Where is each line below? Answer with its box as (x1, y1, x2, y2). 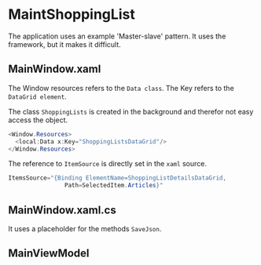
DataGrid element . (8, 92, 67, 101)
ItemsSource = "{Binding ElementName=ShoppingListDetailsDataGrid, (8, 174, 226, 182)
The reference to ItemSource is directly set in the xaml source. (8, 159, 207, 169)
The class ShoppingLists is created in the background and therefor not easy (8, 107, 254, 116)
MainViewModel (8, 247, 90, 260)
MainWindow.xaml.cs (8, 203, 116, 216)
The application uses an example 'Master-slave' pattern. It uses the (8, 31, 226, 41)
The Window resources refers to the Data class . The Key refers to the (8, 83, 234, 93)
